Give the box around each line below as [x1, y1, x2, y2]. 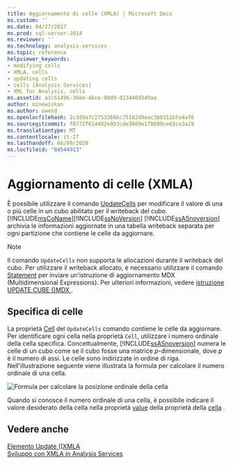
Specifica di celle [7, 306, 83, 318]
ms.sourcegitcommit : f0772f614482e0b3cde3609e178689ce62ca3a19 [7, 120, 195, 128]
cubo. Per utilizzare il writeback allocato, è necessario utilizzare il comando [7, 263, 223, 272]
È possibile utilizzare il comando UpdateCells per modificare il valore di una [7, 199, 223, 208]
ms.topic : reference [7, 49, 67, 56]
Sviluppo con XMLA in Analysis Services [7, 449, 123, 457]
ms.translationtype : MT [7, 127, 77, 134]
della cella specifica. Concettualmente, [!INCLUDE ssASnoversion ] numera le [7, 339, 226, 347]
